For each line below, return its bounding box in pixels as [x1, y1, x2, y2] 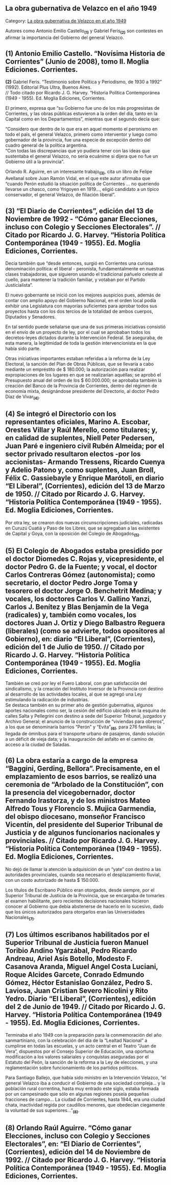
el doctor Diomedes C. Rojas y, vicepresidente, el [5, 554, 164, 563]
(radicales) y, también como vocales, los [5, 610, 137, 619]
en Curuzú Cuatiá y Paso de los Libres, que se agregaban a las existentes [5, 525, 160, 531]
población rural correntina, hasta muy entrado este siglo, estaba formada [5, 1085, 159, 1092]
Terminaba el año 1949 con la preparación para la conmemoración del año [5, 1032, 162, 1038]
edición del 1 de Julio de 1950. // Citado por [5, 642, 144, 651]
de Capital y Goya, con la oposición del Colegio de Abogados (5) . [5, 530, 141, 538]
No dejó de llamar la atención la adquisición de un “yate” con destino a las [5, 866, 161, 872]
